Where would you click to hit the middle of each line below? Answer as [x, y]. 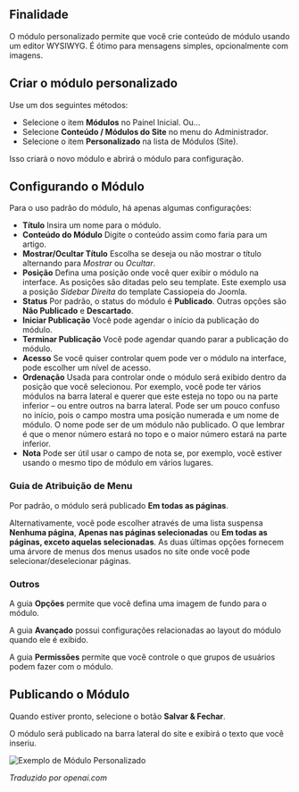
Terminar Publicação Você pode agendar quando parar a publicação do [155, 340]
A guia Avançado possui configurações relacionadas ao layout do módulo [145, 630]
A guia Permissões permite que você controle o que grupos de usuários [142, 657]
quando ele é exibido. [49, 640]
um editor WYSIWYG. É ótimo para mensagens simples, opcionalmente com [149, 46]
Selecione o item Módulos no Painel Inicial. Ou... [111, 122]
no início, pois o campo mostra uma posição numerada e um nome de [150, 416]
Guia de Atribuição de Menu [71, 486]
